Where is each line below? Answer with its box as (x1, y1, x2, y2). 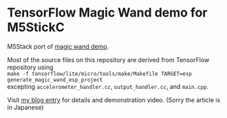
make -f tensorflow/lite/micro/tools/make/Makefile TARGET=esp (7, 70, 193, 77)
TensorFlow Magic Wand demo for (7, 5, 208, 21)
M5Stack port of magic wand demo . (7, 42, 109, 50)
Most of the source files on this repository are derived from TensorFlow (7, 55, 210, 63)
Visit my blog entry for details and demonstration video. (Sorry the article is (7, 95, 221, 104)
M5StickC (7, 19, 65, 35)
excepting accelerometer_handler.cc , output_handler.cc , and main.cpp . (7, 82, 209, 90)
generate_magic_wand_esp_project (7, 76, 103, 83)
